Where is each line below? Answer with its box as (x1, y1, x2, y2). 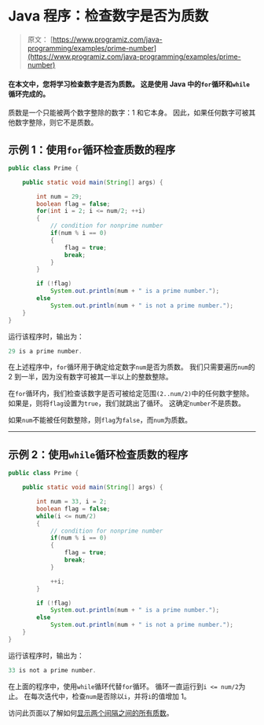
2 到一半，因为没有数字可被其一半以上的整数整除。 (8, 372, 173, 382)
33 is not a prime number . (8, 666, 97, 674)
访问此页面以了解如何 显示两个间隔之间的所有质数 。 (8, 708, 174, 717)
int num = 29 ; (36, 192, 82, 200)
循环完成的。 (8, 89, 49, 98)
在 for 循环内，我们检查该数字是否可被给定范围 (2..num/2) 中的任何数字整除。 (8, 389, 254, 398)
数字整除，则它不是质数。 (14, 118, 98, 127)
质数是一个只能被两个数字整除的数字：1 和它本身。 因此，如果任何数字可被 (8, 108, 249, 118)
